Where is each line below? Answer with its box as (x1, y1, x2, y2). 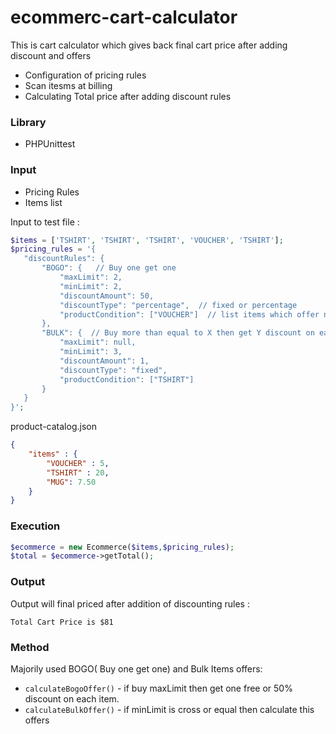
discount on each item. (24, 692, 120, 705)
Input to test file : (10, 216, 80, 228)
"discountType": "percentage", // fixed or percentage (59, 300, 298, 310)
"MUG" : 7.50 (46, 477, 97, 487)
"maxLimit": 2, (59, 272, 123, 283)
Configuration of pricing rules (24, 69, 147, 81)
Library (10, 115, 47, 129)
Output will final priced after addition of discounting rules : (10, 597, 250, 610)
